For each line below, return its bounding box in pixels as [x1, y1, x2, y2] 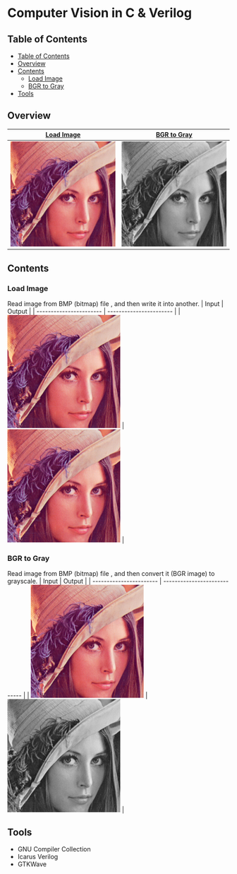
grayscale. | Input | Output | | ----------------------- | [7, 577, 162, 586]
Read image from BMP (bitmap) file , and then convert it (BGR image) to [7, 569, 215, 578]
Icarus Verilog [17, 853, 59, 861]
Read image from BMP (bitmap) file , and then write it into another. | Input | [7, 300, 224, 308]
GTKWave [17, 860, 47, 868]
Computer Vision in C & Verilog [7, 5, 193, 21]
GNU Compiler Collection [17, 845, 91, 854]
